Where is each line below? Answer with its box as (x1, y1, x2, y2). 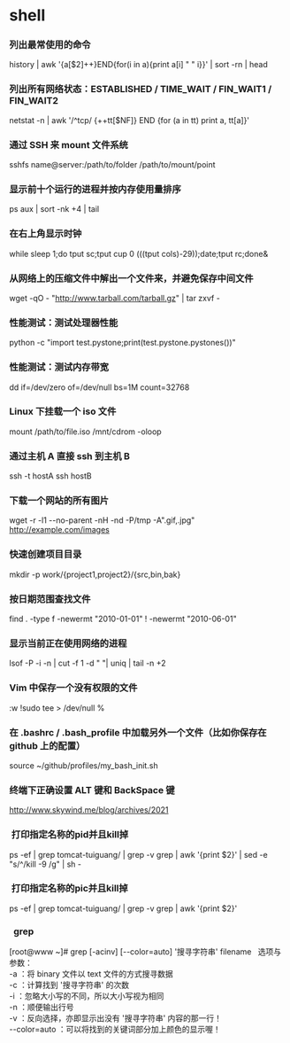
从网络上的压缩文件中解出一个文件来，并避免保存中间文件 (9, 272, 254, 284)
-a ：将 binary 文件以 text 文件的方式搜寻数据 (9, 969, 174, 979)
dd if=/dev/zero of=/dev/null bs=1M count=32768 (9, 382, 190, 393)
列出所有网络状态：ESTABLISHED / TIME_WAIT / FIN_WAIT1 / (9, 83, 272, 96)
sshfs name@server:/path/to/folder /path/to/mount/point (9, 160, 216, 170)
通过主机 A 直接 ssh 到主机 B (9, 449, 131, 462)
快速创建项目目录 (9, 549, 82, 561)
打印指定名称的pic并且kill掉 (11, 883, 128, 895)
